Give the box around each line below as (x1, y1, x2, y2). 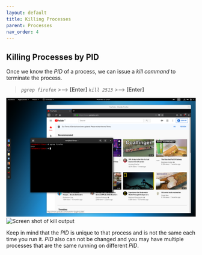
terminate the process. (6, 74, 63, 81)
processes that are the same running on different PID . (6, 242, 139, 250)
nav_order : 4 (6, 29, 39, 35)
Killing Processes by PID (6, 52, 99, 62)
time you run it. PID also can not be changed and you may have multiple (6, 236, 185, 243)
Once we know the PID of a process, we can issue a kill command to (6, 68, 176, 75)
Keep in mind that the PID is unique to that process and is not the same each (6, 229, 195, 236)
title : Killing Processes (6, 16, 71, 22)
